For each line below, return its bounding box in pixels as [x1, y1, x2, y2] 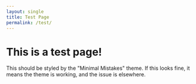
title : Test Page [6, 14, 50, 20]
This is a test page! [6, 45, 103, 59]
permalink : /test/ [6, 20, 52, 25]
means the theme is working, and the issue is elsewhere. [6, 71, 146, 78]
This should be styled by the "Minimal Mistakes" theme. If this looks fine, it [6, 64, 190, 72]
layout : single [6, 8, 44, 15]
